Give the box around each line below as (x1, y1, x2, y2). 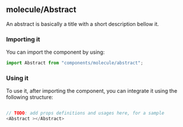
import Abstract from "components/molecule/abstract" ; (6, 60, 144, 66)
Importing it (6, 35, 41, 43)
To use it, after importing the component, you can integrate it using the (6, 87, 178, 95)
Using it (6, 74, 29, 82)
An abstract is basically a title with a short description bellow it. (6, 20, 159, 27)
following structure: (6, 94, 54, 101)
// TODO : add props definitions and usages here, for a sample (6, 110, 165, 116)
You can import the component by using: (6, 48, 105, 56)
